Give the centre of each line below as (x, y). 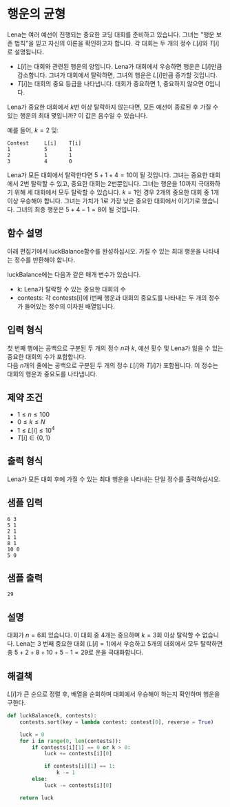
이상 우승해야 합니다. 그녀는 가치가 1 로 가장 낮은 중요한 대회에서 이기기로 (104, 201)
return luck (36, 798)
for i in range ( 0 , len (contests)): (71, 741)
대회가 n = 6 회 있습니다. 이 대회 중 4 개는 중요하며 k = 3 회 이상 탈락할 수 (104, 635)
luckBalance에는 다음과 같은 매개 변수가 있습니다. (74, 274)
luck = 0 (32, 735)
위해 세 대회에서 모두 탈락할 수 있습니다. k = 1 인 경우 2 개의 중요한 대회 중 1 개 (116, 192)
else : (40, 779)
